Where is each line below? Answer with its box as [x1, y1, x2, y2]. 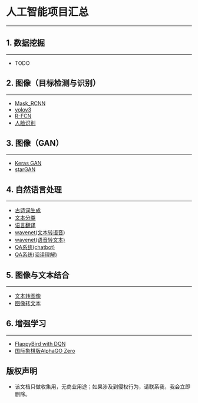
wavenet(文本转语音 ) [14, 229, 65, 236]
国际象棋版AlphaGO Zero [14, 347, 75, 354]
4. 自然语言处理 [6, 184, 62, 195]
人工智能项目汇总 [6, 5, 90, 19]
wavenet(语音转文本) [14, 237, 65, 244]
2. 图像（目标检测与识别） [6, 78, 101, 89]
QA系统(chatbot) [14, 244, 55, 251]
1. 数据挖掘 [6, 38, 45, 48]
